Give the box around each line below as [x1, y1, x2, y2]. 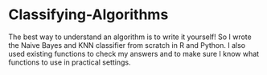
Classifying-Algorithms [8, 6, 169, 24]
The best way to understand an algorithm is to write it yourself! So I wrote [8, 32, 252, 41]
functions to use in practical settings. [8, 57, 131, 67]
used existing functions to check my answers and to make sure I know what [8, 49, 260, 58]
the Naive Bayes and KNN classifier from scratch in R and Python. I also [8, 40, 246, 49]
